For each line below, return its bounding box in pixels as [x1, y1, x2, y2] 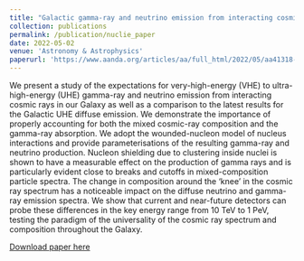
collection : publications [9, 22, 107, 31]
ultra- [271, 80, 293, 90]
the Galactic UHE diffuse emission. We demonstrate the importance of [9, 109, 271, 119]
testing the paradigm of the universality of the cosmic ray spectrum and [9, 214, 278, 225]
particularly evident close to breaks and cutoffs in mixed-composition [9, 166, 269, 177]
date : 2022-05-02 [9, 38, 75, 48]
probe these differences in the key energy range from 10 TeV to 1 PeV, [9, 205, 270, 215]
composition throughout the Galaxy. [9, 224, 143, 235]
